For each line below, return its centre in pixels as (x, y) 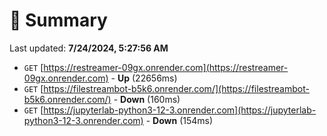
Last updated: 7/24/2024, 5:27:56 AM (89, 48)
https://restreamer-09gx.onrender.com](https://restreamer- (166, 67)
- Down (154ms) (179, 120)
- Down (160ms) (147, 99)
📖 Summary (58, 20)
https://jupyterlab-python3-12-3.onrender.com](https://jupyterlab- (180, 110)
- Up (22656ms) (144, 78)
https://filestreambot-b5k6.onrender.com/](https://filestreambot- (176, 88)
